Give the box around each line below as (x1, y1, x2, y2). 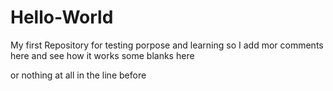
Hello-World (10, 6, 114, 29)
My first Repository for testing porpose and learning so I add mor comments (10, 39, 324, 51)
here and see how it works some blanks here (10, 49, 195, 61)
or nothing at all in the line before (10, 69, 147, 81)
